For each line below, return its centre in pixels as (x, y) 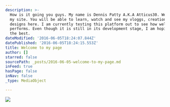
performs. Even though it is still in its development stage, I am (82, 29)
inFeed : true (19, 66)
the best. (20, 33)
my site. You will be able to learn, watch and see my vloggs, (78, 19)
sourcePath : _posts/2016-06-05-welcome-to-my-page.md (63, 62)
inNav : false (19, 76)
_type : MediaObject (26, 81)
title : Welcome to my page (34, 48)
